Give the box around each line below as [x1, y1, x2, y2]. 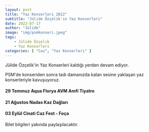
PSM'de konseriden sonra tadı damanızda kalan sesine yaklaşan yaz [5, 71, 144, 77]
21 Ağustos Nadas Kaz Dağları [5, 99, 68, 105]
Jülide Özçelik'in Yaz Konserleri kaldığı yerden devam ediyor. [5, 62, 129, 68]
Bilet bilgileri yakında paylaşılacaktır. [5, 121, 79, 127]
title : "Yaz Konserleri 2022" [5, 12, 68, 17]
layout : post [5, 7, 32, 12]
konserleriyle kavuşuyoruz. [5, 77, 60, 83]
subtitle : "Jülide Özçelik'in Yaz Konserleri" [5, 16, 103, 21]
